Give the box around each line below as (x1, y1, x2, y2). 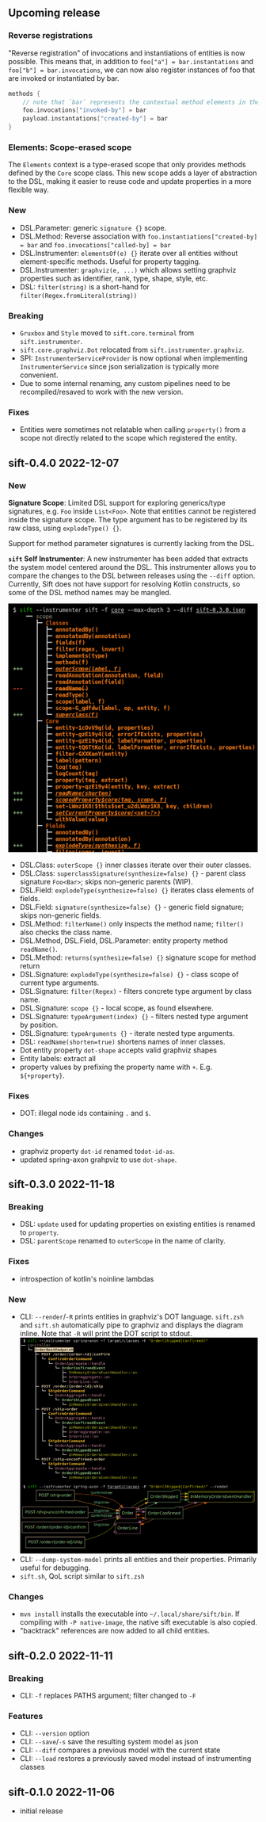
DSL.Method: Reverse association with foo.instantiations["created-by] (19, 231, 258, 241)
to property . (19, 1228, 59, 1237)
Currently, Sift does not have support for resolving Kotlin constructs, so (8, 579, 241, 589)
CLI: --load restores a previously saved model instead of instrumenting (19, 1754, 252, 1763)
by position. (19, 1020, 59, 1029)
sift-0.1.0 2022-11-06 (8, 1785, 115, 1798)
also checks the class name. (19, 927, 112, 938)
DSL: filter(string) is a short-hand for (19, 281, 150, 292)
